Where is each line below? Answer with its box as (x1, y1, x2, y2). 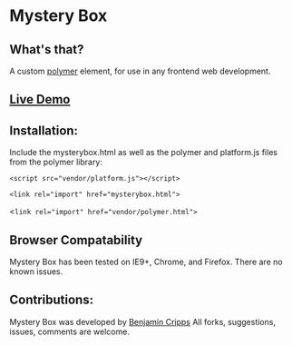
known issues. (9, 266, 63, 277)
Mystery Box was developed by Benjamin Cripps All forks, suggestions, (9, 316, 277, 327)
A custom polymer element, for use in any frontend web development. (9, 65, 271, 76)
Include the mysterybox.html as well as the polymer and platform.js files (9, 147, 278, 158)
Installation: (9, 123, 79, 138)
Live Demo (9, 92, 71, 107)
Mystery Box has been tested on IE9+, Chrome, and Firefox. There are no (9, 256, 283, 268)
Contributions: (9, 292, 93, 308)
